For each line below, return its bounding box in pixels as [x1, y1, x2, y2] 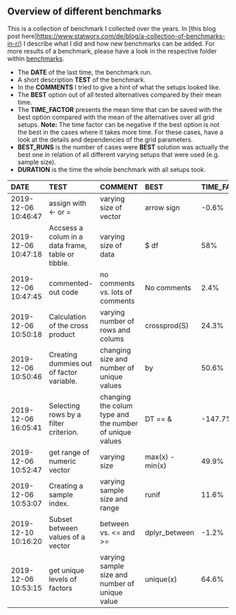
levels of [48, 574, 77, 584]
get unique [48, 565, 84, 575]
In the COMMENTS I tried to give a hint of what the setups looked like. [17, 82, 221, 91]
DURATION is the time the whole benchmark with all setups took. [17, 165, 206, 173]
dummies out [48, 359, 93, 368]
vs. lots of [99, 287, 132, 297]
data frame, [48, 240, 87, 250]
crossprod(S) [145, 321, 189, 330]
